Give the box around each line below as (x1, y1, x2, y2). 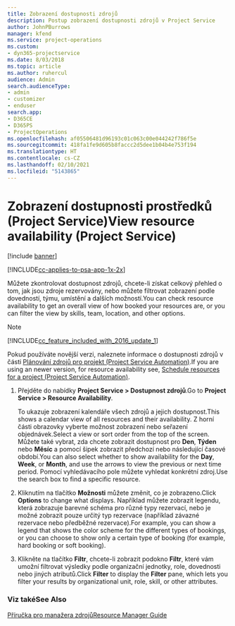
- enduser (7, 102, 37, 109)
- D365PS (7, 121, 33, 129)
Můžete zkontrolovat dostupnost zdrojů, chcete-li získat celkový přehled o (7, 279, 223, 287)
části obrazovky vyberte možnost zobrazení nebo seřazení (17, 422, 188, 431)
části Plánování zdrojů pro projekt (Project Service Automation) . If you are (7, 357, 220, 366)
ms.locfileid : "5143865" (7, 167, 80, 175)
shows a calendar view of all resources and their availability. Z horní (17, 414, 215, 423)
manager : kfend (7, 30, 52, 37)
